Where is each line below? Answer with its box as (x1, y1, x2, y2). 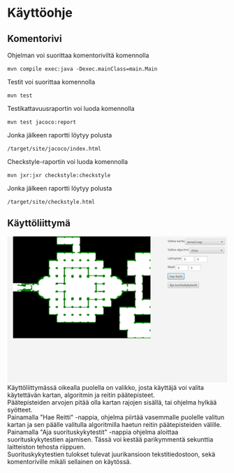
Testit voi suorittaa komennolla (7, 78, 96, 86)
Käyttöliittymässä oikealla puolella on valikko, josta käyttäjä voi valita (7, 384, 205, 392)
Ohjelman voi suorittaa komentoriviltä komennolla (7, 51, 149, 59)
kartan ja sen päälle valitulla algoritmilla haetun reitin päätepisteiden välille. (7, 421, 222, 429)
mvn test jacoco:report (7, 119, 77, 126)
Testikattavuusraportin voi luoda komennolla (7, 105, 135, 112)
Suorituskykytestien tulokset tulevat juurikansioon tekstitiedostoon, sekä (7, 450, 216, 458)
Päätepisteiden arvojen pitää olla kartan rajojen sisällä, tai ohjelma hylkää (7, 398, 217, 407)
